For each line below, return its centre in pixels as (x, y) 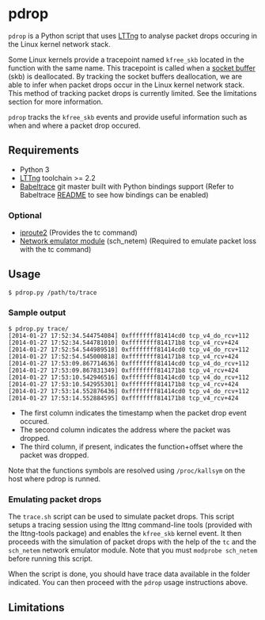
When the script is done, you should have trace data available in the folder (129, 574)
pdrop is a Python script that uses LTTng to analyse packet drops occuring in (133, 36)
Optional (25, 215)
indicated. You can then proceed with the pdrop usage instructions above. (128, 583)
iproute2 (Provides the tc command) (79, 233)
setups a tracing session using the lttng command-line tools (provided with (130, 525)
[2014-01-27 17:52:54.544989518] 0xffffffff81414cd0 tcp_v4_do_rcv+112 (129, 350)
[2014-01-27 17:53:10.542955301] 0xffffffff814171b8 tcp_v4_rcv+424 (123, 385)
